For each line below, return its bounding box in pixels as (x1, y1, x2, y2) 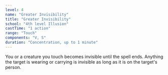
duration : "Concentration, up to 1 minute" (5, 40, 98, 45)
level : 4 (5, 7, 24, 12)
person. (5, 64, 22, 70)
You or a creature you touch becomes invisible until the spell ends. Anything (5, 53, 163, 59)
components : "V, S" (5, 35, 46, 40)
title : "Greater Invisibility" (5, 16, 71, 21)
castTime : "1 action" (5, 26, 51, 31)
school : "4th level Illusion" (5, 21, 69, 26)
